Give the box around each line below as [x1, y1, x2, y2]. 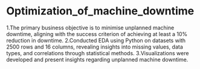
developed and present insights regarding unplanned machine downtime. [6, 56, 189, 63]
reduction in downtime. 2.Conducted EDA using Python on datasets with [6, 37, 186, 44]
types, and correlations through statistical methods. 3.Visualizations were [6, 49, 189, 56]
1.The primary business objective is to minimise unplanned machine [6, 24, 175, 31]
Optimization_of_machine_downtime [6, 4, 195, 18]
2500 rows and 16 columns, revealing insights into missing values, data [6, 43, 183, 50]
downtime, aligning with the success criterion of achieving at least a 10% [6, 30, 188, 37]
